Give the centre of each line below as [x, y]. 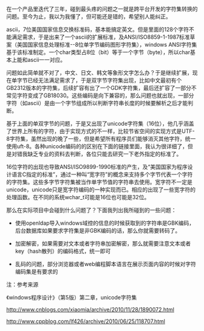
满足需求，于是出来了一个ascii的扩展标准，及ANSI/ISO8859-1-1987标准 [100, 37]
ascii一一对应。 [46, 60]
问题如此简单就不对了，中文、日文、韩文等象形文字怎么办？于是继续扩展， [99, 73]
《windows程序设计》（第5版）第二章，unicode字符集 [72, 297]
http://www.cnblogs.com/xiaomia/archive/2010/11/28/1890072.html [90, 309]
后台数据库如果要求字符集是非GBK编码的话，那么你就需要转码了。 [98, 230]
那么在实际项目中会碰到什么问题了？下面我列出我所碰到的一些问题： [91, 210]
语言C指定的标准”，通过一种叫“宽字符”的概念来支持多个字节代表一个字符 [102, 174]
